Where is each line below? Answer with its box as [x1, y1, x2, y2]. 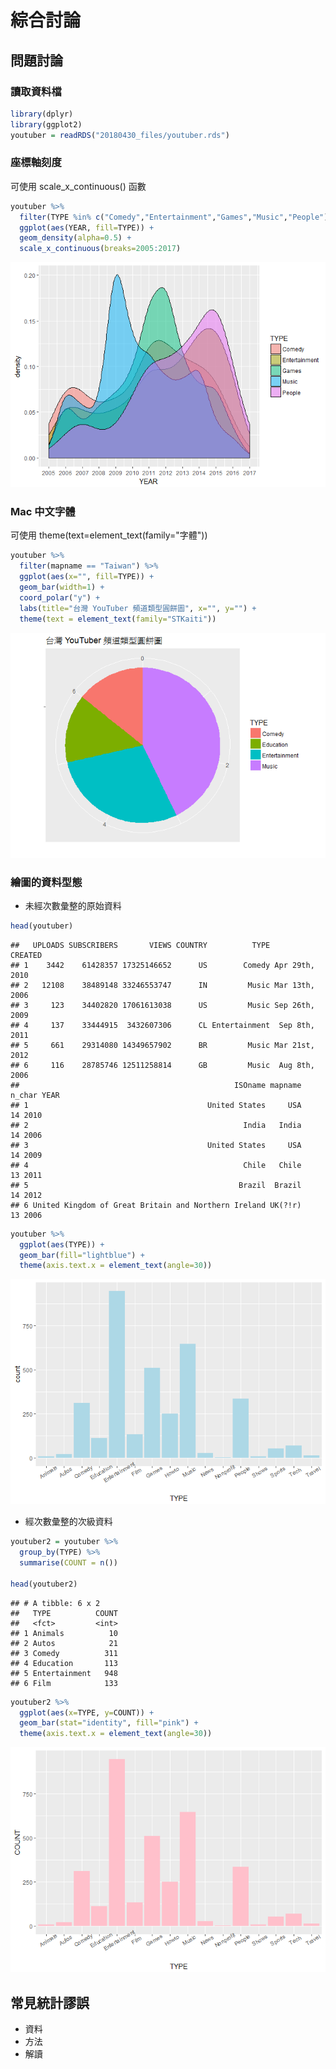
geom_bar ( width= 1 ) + [19, 582, 105, 593]
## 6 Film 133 [10, 1678, 118, 1688]
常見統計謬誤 [10, 1994, 90, 2011]
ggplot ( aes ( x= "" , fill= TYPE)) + [19, 572, 155, 582]
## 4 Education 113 [10, 1658, 118, 1668]
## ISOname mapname [10, 1080, 302, 1090]
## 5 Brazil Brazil [10, 1180, 302, 1190]
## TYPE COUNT [10, 1608, 118, 1618]
